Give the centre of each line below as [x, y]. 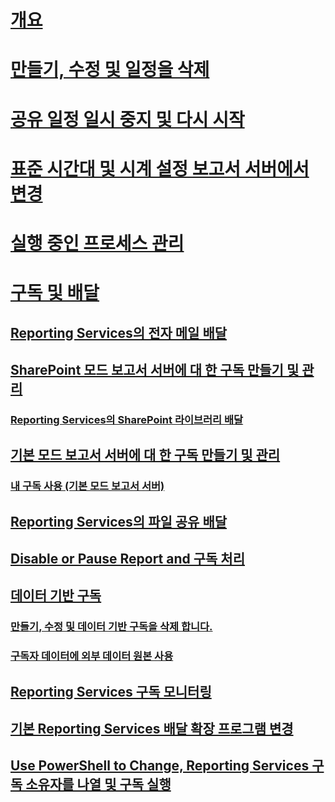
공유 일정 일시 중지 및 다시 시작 [127, 119]
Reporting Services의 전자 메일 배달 [119, 332]
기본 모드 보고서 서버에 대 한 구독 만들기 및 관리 [145, 455]
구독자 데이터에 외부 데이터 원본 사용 [92, 656]
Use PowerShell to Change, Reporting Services [160, 766]
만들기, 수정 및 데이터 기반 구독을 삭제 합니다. [111, 627]
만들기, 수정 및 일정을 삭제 [110, 70]
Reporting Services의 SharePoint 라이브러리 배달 [127, 419]
